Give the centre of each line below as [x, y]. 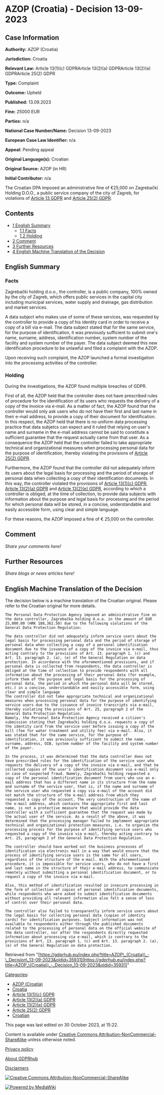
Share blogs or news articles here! [40, 573]
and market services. [26, 307]
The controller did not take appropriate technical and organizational [80, 696]
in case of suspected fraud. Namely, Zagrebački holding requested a [78, 774]
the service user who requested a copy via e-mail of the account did [79, 791]
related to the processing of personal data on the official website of [81, 929]
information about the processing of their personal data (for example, [81, 675]
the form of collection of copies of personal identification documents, [82, 890]
